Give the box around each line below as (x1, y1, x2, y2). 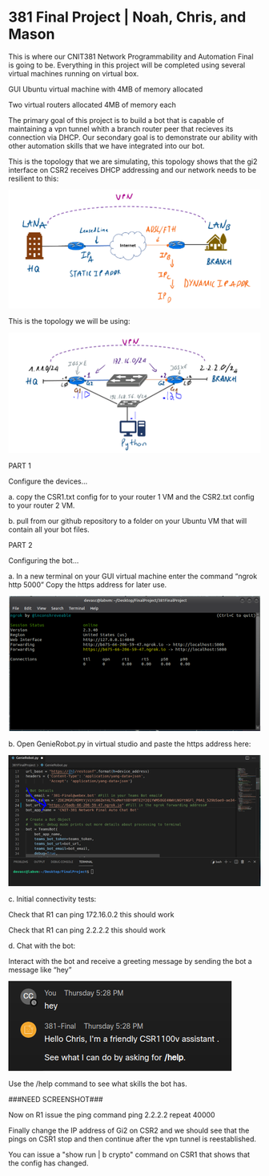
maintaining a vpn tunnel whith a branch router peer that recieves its (8, 124, 234, 133)
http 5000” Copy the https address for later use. (8, 579, 167, 590)
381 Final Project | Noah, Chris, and (8, 8, 247, 27)
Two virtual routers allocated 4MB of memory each (8, 100, 176, 109)
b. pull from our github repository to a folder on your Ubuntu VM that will (8, 516, 247, 525)
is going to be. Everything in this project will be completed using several (8, 60, 246, 70)
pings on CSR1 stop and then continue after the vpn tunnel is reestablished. (8, 1134, 257, 1144)
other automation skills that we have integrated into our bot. (8, 141, 206, 150)
